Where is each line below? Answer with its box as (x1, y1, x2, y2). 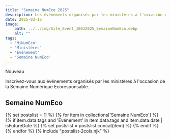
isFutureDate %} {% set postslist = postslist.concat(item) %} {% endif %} (5, 123, 159, 129)
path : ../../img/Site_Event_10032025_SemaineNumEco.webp (14, 26, 138, 31)
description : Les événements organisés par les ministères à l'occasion (5, 12, 163, 17)
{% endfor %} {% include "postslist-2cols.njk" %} (5, 128, 109, 134)
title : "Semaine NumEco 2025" (5, 7, 70, 13)
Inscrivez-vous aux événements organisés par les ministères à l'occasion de (5, 78, 165, 84)
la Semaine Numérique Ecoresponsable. (5, 84, 90, 90)
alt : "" (14, 31, 31, 36)
